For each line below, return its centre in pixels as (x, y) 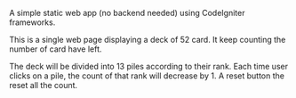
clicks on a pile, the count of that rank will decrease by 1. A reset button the (147, 76)
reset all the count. (44, 85)
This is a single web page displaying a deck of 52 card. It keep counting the (148, 40)
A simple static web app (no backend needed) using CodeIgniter (127, 13)
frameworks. (32, 22)
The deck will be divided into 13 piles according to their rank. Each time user (149, 66)
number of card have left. (56, 49)
